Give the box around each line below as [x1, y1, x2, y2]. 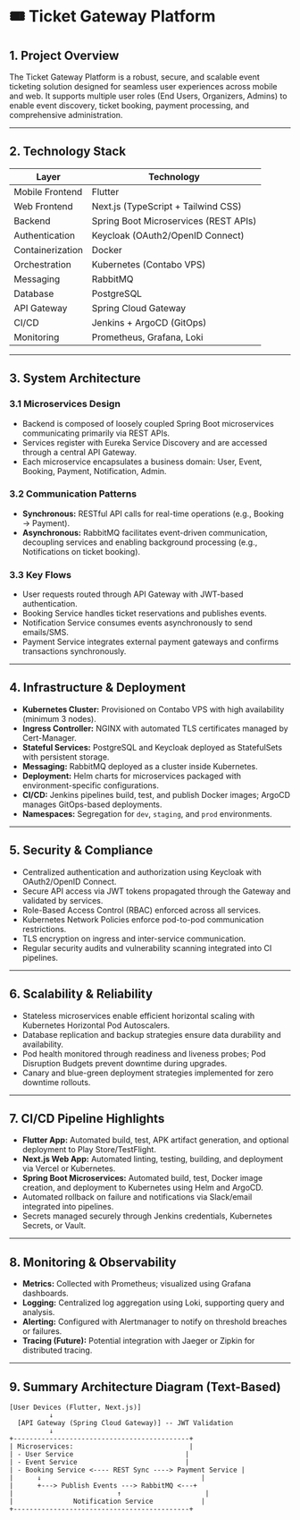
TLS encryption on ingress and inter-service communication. [21, 933, 246, 944]
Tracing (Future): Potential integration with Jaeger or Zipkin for [21, 1336, 255, 1346]
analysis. [21, 1307, 55, 1318]
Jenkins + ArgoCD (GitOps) [91, 316, 207, 328]
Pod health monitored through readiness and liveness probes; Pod [21, 1048, 266, 1059]
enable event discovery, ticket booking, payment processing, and [9, 100, 250, 111]
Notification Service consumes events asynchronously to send [21, 617, 253, 628]
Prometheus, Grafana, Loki [91, 331, 204, 344]
